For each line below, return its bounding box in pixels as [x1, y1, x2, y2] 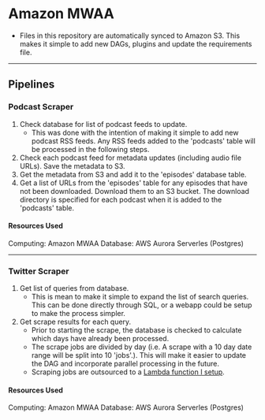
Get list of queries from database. [19, 284, 129, 293]
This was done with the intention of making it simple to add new [31, 128, 239, 137]
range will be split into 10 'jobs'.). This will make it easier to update [31, 351, 247, 360]
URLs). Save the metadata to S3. [19, 161, 125, 170]
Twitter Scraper [8, 266, 69, 277]
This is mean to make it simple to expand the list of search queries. [31, 292, 249, 302]
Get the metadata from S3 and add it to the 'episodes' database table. [19, 169, 247, 179]
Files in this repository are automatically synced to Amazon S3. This [19, 31, 241, 40]
